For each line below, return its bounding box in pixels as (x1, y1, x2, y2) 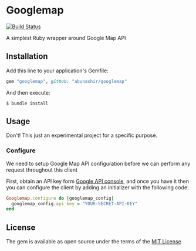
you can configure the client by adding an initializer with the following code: (6, 183, 189, 191)
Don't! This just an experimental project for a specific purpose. (6, 132, 157, 139)
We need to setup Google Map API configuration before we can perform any (6, 160, 191, 167)
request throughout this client (6, 166, 78, 173)
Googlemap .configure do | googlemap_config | (6, 195, 114, 201)
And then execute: (6, 89, 50, 96)
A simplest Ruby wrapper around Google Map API (6, 34, 126, 41)
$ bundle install (6, 101, 49, 106)
